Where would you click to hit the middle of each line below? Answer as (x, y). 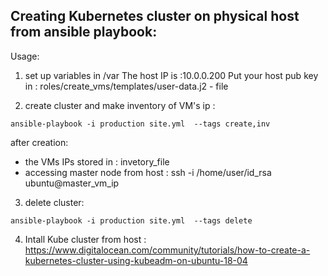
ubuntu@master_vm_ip (72, 183)
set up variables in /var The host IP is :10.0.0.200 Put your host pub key (171, 75)
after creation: (39, 142)
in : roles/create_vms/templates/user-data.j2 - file (126, 86)
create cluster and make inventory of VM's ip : (120, 105)
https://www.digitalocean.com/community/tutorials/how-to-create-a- (167, 250)
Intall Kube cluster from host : (85, 239)
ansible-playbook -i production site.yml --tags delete (131, 220)
